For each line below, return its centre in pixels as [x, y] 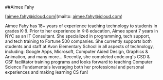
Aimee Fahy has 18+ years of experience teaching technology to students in [81, 26]
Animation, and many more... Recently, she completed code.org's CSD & [77, 57]
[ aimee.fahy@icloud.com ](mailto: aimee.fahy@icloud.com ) [64, 16]
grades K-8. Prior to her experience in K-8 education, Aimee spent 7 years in [81, 31]
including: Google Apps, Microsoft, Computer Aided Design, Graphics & [77, 51]
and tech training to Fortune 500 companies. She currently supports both [78, 41]
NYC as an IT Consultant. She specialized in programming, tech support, [78, 36]
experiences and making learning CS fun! [46, 72]
